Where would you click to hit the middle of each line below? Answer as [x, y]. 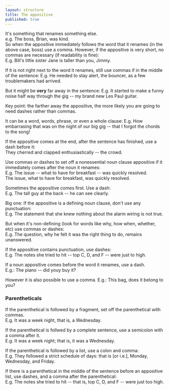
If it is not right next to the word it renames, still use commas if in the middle [84, 70]
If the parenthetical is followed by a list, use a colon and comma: [72, 350]
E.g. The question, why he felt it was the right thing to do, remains [74, 234]
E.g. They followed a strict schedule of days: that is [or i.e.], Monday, [77, 356]
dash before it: [20, 147]
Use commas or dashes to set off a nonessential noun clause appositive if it [84, 162]
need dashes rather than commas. [41, 111]
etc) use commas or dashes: [35, 229]
